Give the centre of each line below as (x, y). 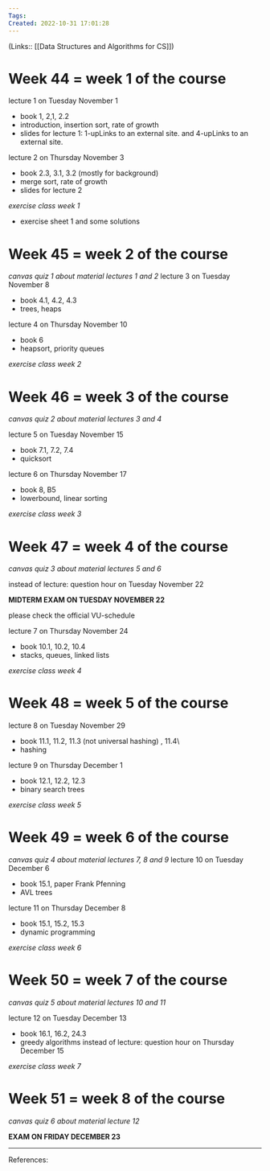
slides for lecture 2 (51, 191)
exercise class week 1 (44, 206)
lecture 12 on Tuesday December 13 (67, 1018)
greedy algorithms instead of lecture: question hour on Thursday (127, 1042)
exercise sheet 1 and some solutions (80, 221)
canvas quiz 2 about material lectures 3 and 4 (85, 419)
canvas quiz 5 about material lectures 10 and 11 (87, 1003)
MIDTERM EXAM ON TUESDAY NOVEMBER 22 (86, 600)
